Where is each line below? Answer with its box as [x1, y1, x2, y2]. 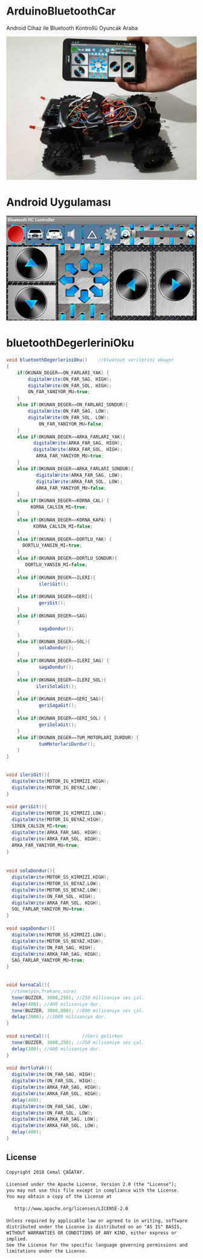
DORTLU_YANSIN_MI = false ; [25, 562, 88, 568]
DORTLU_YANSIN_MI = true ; [22, 542, 83, 548]
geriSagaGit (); [38, 703, 77, 709]
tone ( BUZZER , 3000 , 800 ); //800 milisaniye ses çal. [11, 1007, 145, 1014]
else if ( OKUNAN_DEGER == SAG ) [17, 613, 88, 619]
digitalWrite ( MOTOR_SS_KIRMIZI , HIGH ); [11, 874, 110, 880]
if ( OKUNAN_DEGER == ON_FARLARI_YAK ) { [17, 370, 110, 376]
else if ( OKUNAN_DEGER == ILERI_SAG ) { [17, 658, 110, 664]
